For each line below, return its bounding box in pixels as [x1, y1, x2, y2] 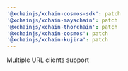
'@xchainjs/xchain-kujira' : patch [6, 37, 109, 44]
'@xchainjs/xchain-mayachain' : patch [6, 17, 118, 24]
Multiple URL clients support [6, 56, 90, 64]
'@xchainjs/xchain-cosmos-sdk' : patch [6, 10, 121, 18]
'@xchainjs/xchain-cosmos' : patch [6, 30, 109, 37]
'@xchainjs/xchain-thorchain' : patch [6, 23, 118, 30]
